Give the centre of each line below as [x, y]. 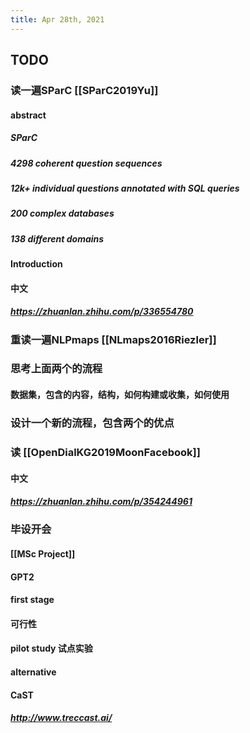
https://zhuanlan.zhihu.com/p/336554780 [102, 312]
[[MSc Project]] [43, 554]
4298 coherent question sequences [86, 163]
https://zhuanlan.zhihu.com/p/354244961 [101, 502]
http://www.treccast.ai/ [61, 718]
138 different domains [57, 238]
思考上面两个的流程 [56, 369]
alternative [33, 672]
